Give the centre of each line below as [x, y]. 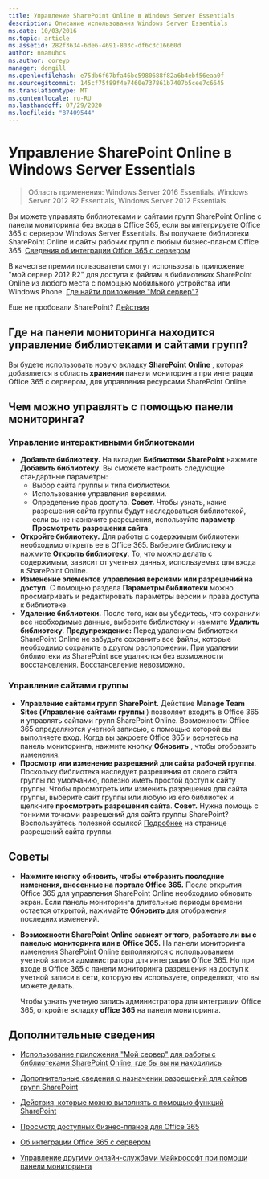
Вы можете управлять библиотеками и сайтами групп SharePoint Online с [135, 216]
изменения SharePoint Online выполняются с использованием [127, 951]
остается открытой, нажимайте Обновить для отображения [123, 910]
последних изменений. [59, 918]
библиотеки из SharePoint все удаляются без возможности [122, 656]
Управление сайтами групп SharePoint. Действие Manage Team [132, 703]
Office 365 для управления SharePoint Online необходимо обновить [136, 893]
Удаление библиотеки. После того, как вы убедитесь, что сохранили [140, 614]
